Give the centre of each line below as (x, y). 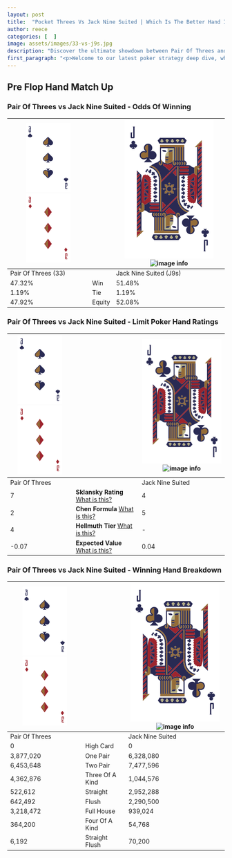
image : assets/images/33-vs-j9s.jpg (60, 44)
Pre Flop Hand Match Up (60, 87)
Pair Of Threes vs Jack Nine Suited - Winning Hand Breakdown (115, 570)
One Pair (98, 756)
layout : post (26, 15)
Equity (101, 302)
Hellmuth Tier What (104, 526)
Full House (100, 811)
